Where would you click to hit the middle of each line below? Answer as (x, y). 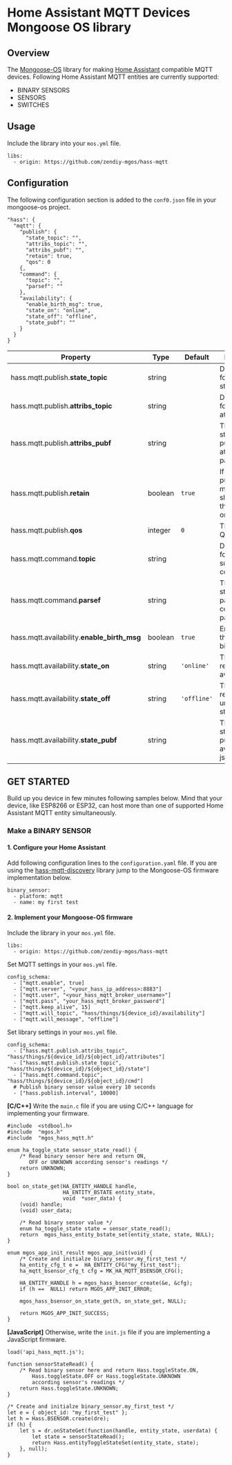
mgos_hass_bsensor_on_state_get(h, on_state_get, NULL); (103, 1301)
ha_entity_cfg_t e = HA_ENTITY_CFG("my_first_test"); (100, 1265)
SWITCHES (33, 105)
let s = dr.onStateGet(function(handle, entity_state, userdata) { (118, 1430)
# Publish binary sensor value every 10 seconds (85, 1087)
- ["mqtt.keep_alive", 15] (52, 1007)
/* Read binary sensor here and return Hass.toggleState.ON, (109, 1370)
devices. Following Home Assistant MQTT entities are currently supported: (113, 77)
